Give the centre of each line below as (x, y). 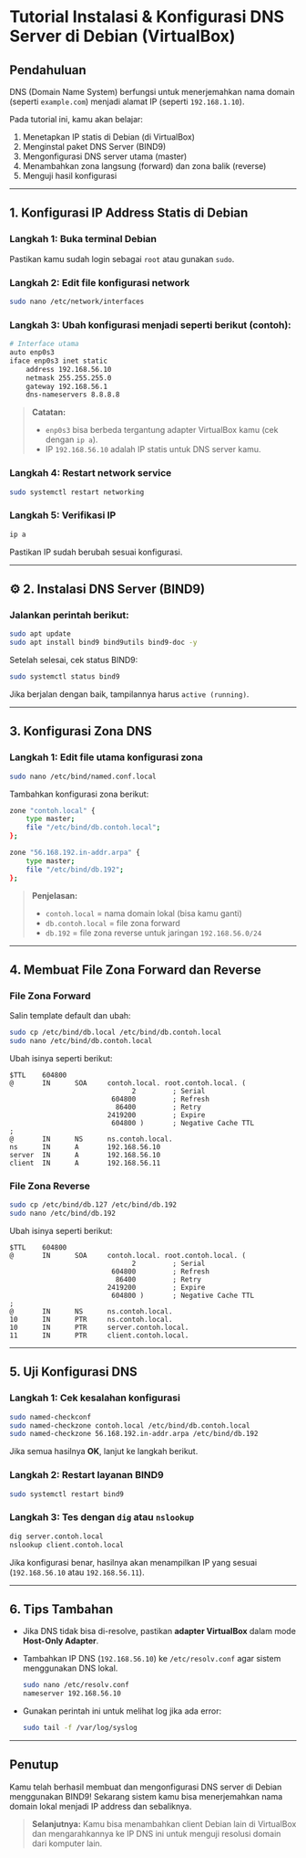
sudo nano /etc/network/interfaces (77, 301)
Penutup (34, 1765)
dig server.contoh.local (56, 1536)
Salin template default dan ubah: (70, 1016)
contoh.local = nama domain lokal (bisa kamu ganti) (144, 913)
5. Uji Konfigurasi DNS (74, 1372)
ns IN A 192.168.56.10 (85, 1147)
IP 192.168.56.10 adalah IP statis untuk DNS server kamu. (153, 449)
